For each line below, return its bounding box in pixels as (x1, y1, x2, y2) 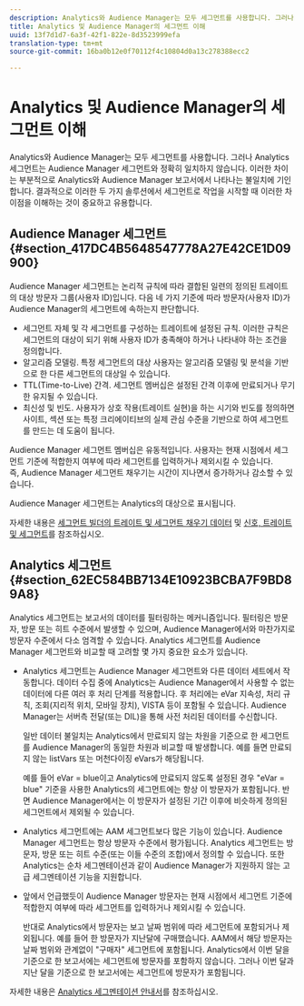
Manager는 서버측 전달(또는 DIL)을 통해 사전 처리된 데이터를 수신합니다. (22, 710, 278, 721)
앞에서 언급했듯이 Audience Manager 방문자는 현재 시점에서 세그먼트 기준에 (22, 890, 293, 901)
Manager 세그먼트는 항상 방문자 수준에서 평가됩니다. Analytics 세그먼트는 (22, 837, 284, 848)
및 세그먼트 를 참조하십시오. (9, 528, 104, 539)
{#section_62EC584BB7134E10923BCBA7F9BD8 (9, 572, 292, 588)
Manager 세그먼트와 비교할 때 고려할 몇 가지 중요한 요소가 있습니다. (9, 646, 249, 657)
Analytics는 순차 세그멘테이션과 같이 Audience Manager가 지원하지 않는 (22, 860, 281, 870)
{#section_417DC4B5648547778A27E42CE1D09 (9, 241, 291, 257)
